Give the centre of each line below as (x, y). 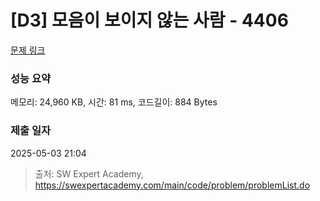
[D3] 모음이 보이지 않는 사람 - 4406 (149, 20)
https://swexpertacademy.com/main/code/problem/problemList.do (172, 185)
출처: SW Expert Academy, (89, 173)
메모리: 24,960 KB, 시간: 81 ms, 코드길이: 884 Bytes (114, 102)
